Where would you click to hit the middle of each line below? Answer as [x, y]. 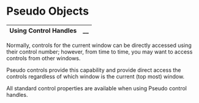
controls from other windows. [43, 58]
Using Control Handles [43, 30]
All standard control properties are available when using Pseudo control [96, 88]
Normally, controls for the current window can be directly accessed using [99, 45]
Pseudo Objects [48, 11]
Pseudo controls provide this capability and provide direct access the [94, 70]
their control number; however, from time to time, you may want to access [99, 51]
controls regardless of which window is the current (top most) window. [96, 76]
